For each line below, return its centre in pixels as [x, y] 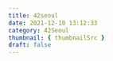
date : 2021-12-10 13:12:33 [53, 23]
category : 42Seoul [39, 30]
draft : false [30, 45]
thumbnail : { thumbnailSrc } [56, 38]
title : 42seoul [33, 15]
